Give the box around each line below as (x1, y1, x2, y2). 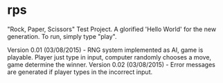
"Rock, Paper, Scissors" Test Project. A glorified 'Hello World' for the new (7, 25, 217, 33)
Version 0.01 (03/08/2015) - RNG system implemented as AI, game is (7, 46, 204, 54)
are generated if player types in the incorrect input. (7, 68, 153, 76)
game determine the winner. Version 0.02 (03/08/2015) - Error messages (7, 60, 216, 68)
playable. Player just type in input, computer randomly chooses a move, (7, 53, 212, 61)
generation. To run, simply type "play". (7, 32, 117, 40)
